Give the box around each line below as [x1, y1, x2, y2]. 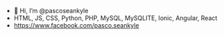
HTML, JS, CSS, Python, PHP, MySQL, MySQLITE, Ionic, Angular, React [13, 14, 218, 22]
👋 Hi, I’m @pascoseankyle [13, 7, 89, 15]
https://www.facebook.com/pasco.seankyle [13, 21, 139, 29]
